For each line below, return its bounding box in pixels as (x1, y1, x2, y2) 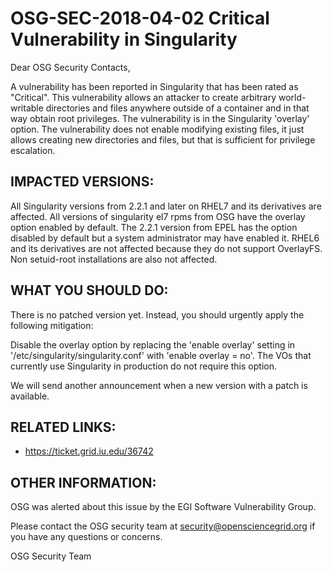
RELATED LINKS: (10, 418, 117, 436)
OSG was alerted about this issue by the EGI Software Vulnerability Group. (10, 501, 317, 513)
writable (10, 102, 44, 114)
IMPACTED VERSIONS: (10, 173, 155, 191)
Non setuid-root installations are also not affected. (10, 253, 218, 265)
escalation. (10, 144, 56, 156)
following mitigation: (10, 319, 94, 331)
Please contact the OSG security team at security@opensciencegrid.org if (10, 520, 316, 532)
